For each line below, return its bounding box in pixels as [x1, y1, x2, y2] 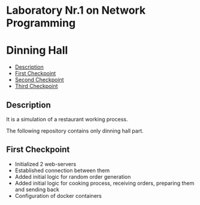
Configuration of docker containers [14, 192, 102, 199]
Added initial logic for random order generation [14, 173, 131, 180]
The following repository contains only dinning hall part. [6, 127, 144, 134]
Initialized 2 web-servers [14, 160, 77, 167]
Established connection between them [14, 167, 110, 174]
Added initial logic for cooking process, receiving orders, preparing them [14, 179, 195, 186]
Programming [6, 16, 76, 30]
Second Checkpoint [14, 76, 64, 84]
